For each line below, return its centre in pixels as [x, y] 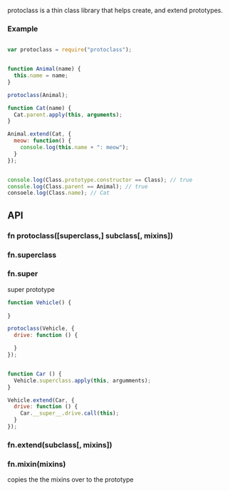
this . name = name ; [41, 76]
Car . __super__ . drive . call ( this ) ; [70, 413]
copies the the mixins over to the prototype [70, 480]
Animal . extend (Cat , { [40, 134]
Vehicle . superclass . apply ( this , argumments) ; [83, 380]
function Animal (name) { [44, 69]
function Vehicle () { [40, 303]
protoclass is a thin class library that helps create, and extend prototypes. [115, 10]
